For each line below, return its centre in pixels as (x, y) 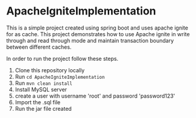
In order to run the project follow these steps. (62, 58)
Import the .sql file (38, 102)
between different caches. (39, 47)
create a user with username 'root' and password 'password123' (95, 96)
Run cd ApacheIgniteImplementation (60, 76)
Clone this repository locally (50, 70)
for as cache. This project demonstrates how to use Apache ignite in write (98, 34)
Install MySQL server (41, 89)
